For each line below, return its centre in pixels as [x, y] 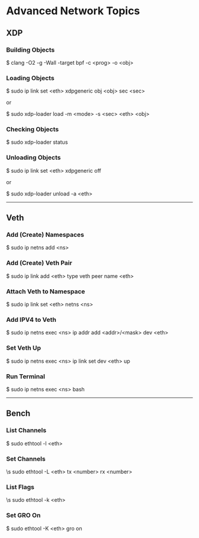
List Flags [20, 487]
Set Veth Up [24, 348]
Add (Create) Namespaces [45, 235]
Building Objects [31, 50]
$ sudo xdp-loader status [37, 142]
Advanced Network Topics [73, 11]
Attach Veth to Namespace [46, 291]
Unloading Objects [33, 157]
